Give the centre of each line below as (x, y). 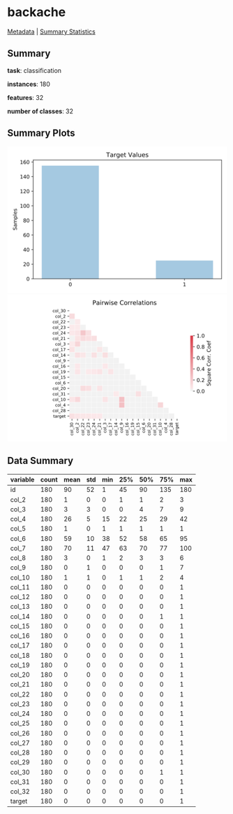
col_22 (20, 694)
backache (37, 12)
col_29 (20, 762)
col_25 (20, 723)
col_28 (20, 752)
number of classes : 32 (40, 111)
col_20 (20, 675)
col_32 (20, 792)
